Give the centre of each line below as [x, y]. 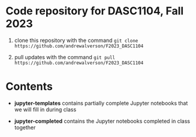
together [25, 127]
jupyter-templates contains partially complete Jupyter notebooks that [101, 103]
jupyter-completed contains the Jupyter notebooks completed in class [102, 121]
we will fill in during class [45, 109]
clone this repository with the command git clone [76, 40]
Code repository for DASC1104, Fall [95, 11]
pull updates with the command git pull [65, 57]
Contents [29, 86]
